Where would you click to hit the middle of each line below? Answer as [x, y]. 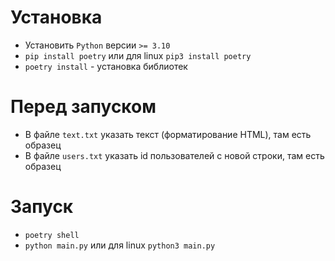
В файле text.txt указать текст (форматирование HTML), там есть [168, 134]
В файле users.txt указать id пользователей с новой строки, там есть [174, 155]
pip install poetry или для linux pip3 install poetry [138, 55]
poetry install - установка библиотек [106, 66]
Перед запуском [83, 107]
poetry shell [52, 235]
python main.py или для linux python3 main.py [120, 245]
